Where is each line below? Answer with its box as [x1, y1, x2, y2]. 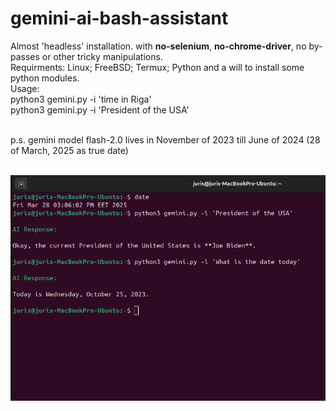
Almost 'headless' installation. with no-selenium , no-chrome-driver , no [10, 40, 307, 52]
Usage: [10, 82, 40, 94]
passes [10, 50, 40, 62]
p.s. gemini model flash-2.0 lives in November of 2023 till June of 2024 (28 [10, 133, 321, 146]
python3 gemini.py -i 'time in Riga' [10, 93, 152, 105]
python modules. [10, 72, 80, 84]
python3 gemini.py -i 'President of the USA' [10, 103, 190, 116]
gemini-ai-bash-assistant [10, 7, 229, 30]
